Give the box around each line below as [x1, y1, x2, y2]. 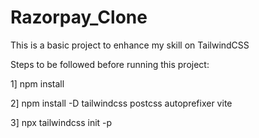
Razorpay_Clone [10, 6, 148, 29]
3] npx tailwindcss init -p [10, 116, 113, 128]
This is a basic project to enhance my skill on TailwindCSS [10, 39, 250, 51]
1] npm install [10, 77, 65, 90]
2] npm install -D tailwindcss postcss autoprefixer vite [10, 97, 233, 109]
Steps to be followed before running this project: [10, 58, 210, 70]
